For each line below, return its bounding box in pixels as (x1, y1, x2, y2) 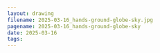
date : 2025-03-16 (7, 29, 57, 36)
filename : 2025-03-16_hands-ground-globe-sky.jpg (7, 17, 154, 23)
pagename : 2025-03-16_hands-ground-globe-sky (7, 23, 141, 30)
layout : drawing (7, 10, 54, 17)
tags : (7, 36, 23, 43)
